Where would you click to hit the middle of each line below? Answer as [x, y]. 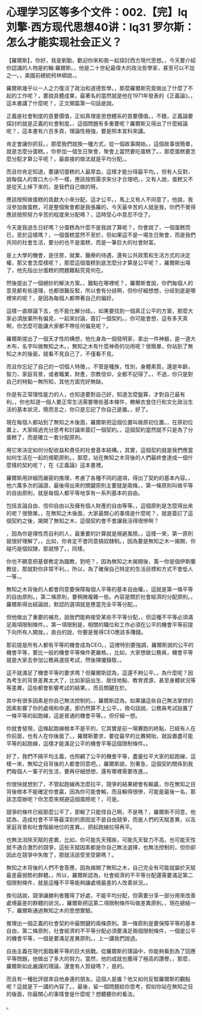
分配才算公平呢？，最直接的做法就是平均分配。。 [71, 159]
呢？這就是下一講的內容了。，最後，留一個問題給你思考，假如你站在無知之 [97, 986]
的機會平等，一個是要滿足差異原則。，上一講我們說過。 [73, 938]
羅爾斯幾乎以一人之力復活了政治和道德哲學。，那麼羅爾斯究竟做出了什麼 [94, 88]
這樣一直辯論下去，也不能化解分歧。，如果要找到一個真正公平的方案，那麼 [97, 311]
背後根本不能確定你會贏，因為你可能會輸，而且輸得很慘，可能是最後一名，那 [101, 791]
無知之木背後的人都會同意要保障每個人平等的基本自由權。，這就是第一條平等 [100, 589]
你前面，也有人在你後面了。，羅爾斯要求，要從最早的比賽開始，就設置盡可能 [100, 736]
